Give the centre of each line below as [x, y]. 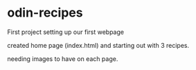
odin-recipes [45, 13]
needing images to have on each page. [63, 59]
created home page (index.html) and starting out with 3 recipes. [98, 45]
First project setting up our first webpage [66, 32]
